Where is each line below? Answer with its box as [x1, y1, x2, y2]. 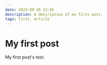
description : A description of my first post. [5, 12, 103, 17]
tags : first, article [5, 16, 50, 21]
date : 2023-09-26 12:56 [5, 7, 54, 12]
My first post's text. [5, 54, 45, 60]
